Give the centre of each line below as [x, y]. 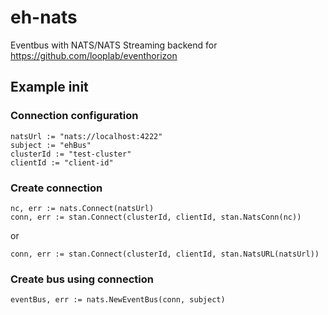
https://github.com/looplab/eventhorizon [94, 55]
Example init [49, 87]
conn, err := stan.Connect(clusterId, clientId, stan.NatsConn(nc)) [156, 217]
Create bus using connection [82, 279]
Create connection [56, 188]
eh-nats [44, 17]
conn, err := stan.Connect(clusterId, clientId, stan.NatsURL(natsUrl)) [165, 254]
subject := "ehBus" [51, 145]
